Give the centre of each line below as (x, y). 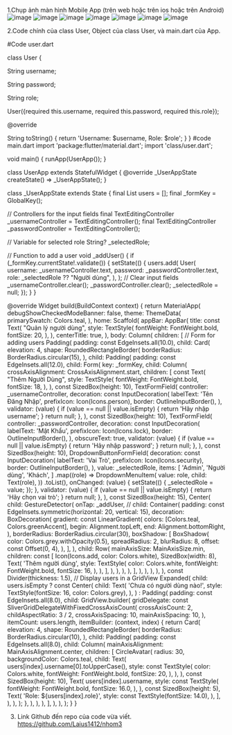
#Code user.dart (30, 44)
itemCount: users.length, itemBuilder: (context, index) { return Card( (104, 622)
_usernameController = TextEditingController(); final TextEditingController (112, 221)
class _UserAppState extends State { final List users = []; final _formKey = (112, 193)
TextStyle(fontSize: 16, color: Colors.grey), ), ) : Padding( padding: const (110, 593)
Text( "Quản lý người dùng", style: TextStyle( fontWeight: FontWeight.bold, (113, 328)
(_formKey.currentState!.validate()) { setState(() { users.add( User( (101, 263)
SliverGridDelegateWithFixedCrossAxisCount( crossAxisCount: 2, (100, 608)
